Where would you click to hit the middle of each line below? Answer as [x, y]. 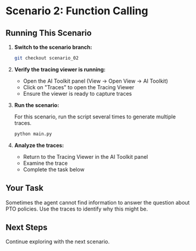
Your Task [25, 188]
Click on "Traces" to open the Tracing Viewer [79, 87]
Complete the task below [54, 169]
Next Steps [27, 227]
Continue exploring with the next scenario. [58, 241]
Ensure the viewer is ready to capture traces [77, 93]
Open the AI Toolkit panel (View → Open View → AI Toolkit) [95, 81]
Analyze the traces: [39, 145]
